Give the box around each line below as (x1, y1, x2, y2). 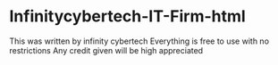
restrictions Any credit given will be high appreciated (9, 45, 204, 55)
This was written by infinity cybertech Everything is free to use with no (9, 36, 270, 46)
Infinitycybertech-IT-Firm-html (9, 6, 246, 27)
